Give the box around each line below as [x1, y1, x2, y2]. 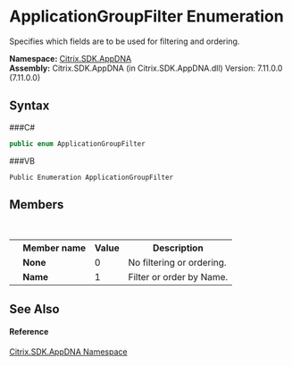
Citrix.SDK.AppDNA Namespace [9, 346, 128, 357]
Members [9, 197, 64, 212]
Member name [22, 242, 87, 254]
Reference [9, 327, 49, 337]
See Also [9, 302, 60, 317]
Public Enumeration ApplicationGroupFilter [9, 173, 174, 182]
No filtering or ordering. [128, 257, 227, 269]
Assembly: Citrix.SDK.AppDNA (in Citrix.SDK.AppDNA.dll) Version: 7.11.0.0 [9, 63, 283, 73]
